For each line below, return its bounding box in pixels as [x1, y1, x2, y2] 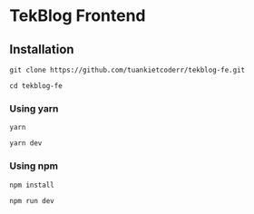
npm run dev [9, 196, 54, 205]
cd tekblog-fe [9, 82, 63, 91]
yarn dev [9, 139, 43, 148]
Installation [9, 42, 74, 57]
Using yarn [9, 102, 59, 114]
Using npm [9, 160, 59, 172]
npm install [9, 180, 54, 190]
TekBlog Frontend [9, 5, 146, 26]
